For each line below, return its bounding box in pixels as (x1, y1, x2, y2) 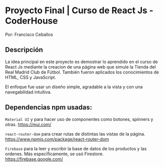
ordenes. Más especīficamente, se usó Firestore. (5, 151, 104, 157)
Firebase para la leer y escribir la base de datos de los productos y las (5, 145, 147, 151)
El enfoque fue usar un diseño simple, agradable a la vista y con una (5, 84, 143, 90)
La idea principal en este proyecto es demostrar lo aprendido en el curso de (5, 59, 158, 65)
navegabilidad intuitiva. (5, 89, 52, 95)
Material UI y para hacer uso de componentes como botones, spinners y (5, 116, 153, 122)
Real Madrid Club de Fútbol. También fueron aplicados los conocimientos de (5, 69, 159, 75)
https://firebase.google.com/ (5, 156, 63, 162)
